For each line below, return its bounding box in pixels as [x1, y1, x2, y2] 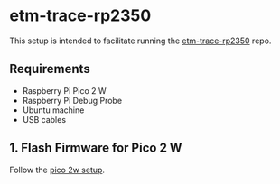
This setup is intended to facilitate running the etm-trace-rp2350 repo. [9, 35, 272, 46]
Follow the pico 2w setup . [9, 164, 106, 175]
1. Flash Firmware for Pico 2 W [9, 141, 182, 156]
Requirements [9, 61, 90, 77]
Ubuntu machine [22, 105, 85, 115]
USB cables [22, 114, 66, 124]
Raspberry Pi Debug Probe [22, 95, 123, 106]
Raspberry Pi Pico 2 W [22, 85, 107, 96]
